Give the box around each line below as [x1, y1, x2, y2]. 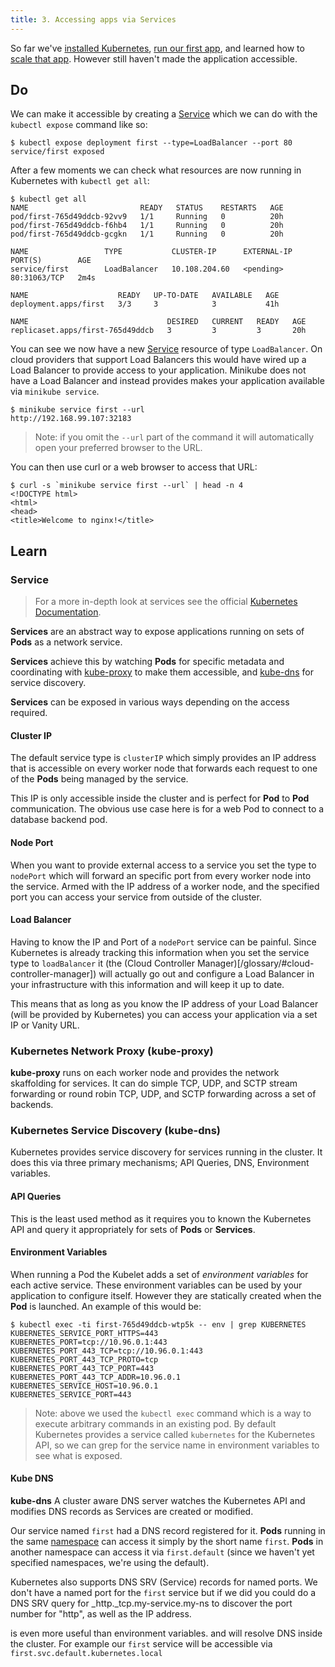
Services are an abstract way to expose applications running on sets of [10, 626, 305, 638]
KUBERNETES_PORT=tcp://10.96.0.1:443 [10, 1337, 168, 1347]
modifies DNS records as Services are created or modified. [10, 1505, 254, 1517]
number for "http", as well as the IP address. [10, 1607, 192, 1620]
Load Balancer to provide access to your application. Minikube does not [10, 364, 307, 376]
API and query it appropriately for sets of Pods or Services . [10, 1223, 256, 1235]
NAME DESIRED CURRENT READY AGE [10, 317, 307, 327]
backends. [10, 1099, 54, 1111]
